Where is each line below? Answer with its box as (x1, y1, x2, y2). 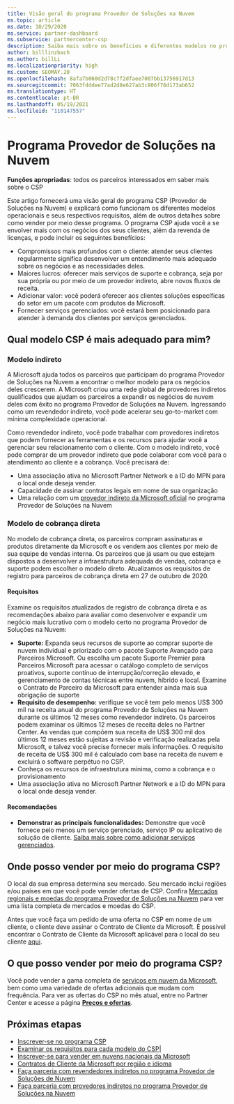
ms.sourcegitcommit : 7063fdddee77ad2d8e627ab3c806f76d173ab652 (7, 82, 195, 89)
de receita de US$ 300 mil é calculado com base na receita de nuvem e (17, 750, 224, 758)
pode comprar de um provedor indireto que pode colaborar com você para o (7, 451, 227, 459)
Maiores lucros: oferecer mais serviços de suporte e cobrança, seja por (17, 269, 223, 278)
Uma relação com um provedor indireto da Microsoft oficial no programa (17, 494, 226, 502)
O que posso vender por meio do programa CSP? (7, 958, 223, 969)
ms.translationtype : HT (7, 88, 77, 95)
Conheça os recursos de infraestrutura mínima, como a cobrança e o (17, 764, 216, 773)
